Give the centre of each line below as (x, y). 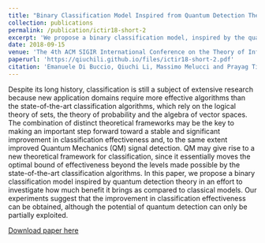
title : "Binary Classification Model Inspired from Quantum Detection (127, 15)
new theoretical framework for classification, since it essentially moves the (129, 156)
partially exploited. (38, 215)
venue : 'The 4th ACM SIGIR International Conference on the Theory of (127, 52)
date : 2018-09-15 (37, 45)
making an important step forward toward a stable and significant (114, 131)
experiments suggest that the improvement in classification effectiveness (127, 198)
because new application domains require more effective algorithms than (127, 97)
